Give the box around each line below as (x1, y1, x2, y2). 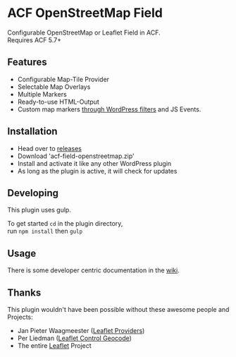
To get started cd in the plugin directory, (7, 219, 123, 228)
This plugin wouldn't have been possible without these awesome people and (7, 305, 230, 313)
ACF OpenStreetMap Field (7, 5, 163, 21)
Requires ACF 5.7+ (7, 35, 62, 44)
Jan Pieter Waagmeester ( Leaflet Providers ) (17, 327, 145, 334)
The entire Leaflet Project (17, 341, 92, 350)
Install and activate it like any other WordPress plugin (17, 159, 172, 167)
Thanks (7, 286, 42, 298)
